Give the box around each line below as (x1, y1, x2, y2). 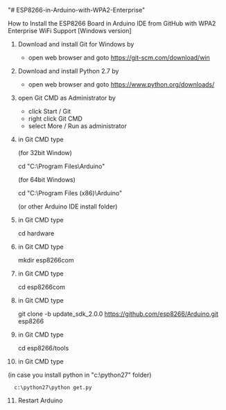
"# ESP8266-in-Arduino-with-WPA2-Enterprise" (8, 6, 146, 14)
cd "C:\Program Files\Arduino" (17, 162, 105, 170)
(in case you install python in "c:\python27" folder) (8, 371, 152, 379)
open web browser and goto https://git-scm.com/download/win (28, 53, 210, 62)
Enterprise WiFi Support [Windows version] (8, 27, 132, 35)
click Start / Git (28, 107, 71, 115)
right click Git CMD (28, 114, 82, 123)
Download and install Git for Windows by (17, 40, 134, 48)
